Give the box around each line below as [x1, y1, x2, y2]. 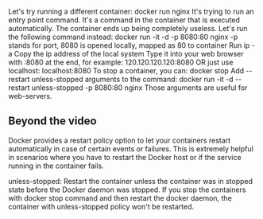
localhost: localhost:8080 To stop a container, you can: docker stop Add [8, 66, 245, 75]
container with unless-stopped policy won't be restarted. [8, 201, 195, 211]
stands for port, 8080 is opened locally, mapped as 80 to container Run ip [8, 41, 250, 50]
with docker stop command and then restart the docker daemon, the [8, 193, 232, 202]
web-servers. [8, 92, 52, 100]
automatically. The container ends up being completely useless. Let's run [8, 24, 248, 33]
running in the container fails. [8, 161, 105, 170]
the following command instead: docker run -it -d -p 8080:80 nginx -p [8, 32, 238, 41]
